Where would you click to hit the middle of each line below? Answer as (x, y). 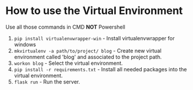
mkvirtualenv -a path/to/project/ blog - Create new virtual (88, 50)
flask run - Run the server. (47, 82)
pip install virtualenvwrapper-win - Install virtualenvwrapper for (94, 38)
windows (25, 44)
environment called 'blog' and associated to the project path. (88, 57)
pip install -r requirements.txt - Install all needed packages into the (100, 69)
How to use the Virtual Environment (94, 11)
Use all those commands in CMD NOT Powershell (66, 27)
